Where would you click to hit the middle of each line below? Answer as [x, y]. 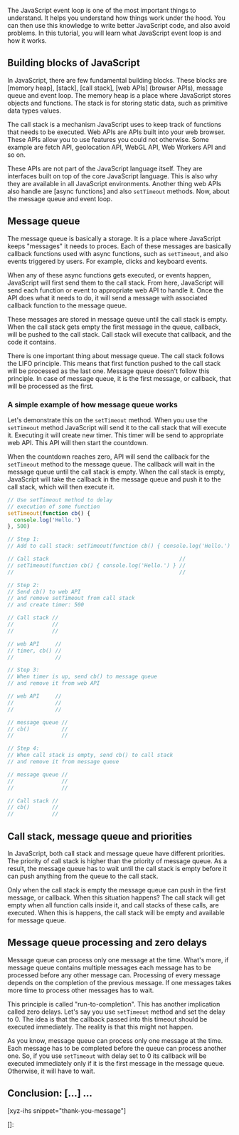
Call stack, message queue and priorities [100, 836]
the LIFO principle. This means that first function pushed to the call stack [114, 363]
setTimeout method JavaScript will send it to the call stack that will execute [117, 427]
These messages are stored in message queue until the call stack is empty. [117, 319]
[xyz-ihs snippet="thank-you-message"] [67, 1110]
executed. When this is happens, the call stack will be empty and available [116, 912]
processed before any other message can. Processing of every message [114, 975]
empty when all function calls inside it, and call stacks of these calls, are [113, 905]
